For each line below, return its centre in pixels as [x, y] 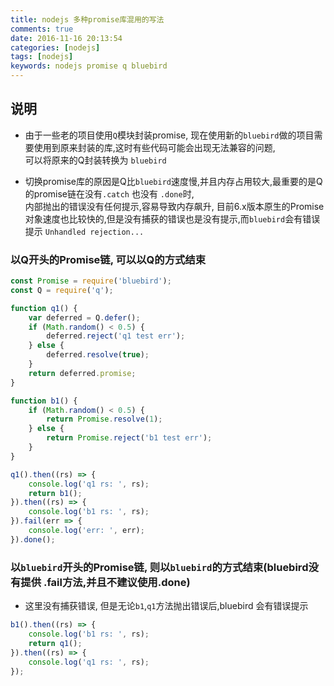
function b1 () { [44, 401]
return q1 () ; [55, 643]
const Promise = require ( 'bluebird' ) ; [91, 281]
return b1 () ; [55, 493]
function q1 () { [44, 308]
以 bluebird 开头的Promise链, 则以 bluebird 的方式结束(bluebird [159, 567]
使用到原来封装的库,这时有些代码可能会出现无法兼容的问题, [154, 147]
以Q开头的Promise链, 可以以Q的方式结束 [108, 259]
